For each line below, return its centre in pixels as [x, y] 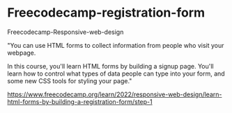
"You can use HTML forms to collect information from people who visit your [116, 45]
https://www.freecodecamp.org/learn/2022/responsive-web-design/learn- [115, 94]
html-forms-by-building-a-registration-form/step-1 [80, 101]
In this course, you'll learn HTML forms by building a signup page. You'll [110, 66]
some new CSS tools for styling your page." [70, 80]
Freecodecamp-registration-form [106, 13]
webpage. [22, 53]
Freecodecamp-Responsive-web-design [65, 32]
